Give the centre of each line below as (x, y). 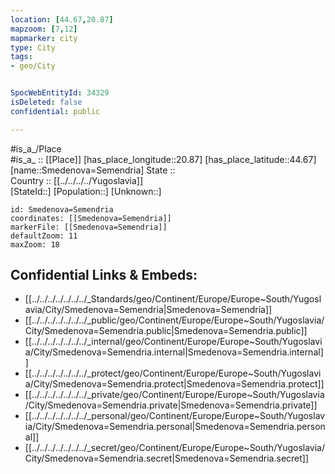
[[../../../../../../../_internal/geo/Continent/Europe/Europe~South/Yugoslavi (173, 342)
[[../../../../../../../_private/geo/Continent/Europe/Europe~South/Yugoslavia (174, 395)
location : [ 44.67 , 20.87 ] (62, 19)
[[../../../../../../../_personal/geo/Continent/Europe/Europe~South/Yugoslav (175, 416)
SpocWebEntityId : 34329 (60, 93)
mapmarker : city (44, 38)
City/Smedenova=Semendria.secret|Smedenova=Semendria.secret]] (167, 458)
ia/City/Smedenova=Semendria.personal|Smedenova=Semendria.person (175, 427)
